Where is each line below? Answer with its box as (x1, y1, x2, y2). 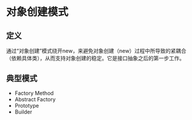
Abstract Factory (14, 95, 56, 103)
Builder (14, 108, 32, 115)
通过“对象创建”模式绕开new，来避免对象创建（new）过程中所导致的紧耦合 (6, 48, 187, 54)
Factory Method (14, 89, 54, 96)
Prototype (14, 102, 40, 109)
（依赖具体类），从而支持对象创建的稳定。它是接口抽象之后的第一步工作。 (6, 55, 185, 62)
